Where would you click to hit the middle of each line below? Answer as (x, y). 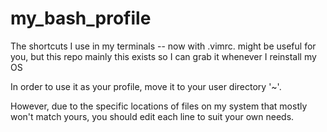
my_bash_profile (81, 18)
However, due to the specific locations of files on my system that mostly (159, 106)
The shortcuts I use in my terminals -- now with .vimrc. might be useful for (163, 46)
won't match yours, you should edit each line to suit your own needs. (152, 116)
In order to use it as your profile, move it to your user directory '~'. (146, 86)
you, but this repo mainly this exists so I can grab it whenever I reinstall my (163, 56)
